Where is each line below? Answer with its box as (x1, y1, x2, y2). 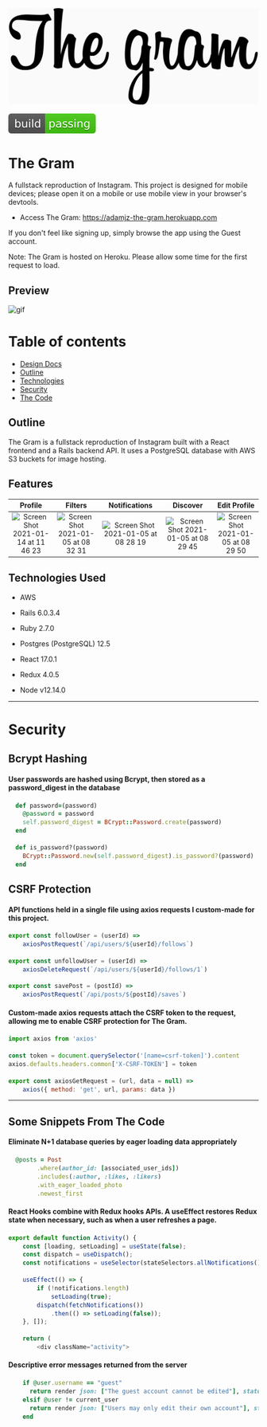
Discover (172, 500, 203, 510)
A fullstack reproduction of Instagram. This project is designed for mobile (8, 180, 248, 190)
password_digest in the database (8, 782, 121, 792)
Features (8, 477, 53, 491)
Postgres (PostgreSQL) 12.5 (19, 638, 111, 649)
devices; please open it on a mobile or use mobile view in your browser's (8, 189, 247, 198)
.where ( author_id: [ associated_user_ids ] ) (37, 1164, 180, 1172)
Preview (8, 284, 50, 297)
